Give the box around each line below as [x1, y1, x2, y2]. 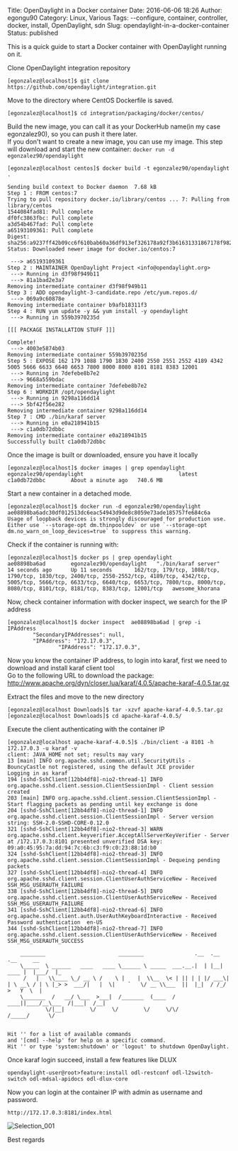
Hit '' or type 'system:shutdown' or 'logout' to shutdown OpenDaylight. [7, 1043, 230, 1050]
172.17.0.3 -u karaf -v [7, 745, 78, 752]
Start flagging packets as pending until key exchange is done [7, 801, 198, 808]
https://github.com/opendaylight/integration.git [7, 84, 157, 91]
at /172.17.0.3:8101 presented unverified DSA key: [7, 838, 163, 845]
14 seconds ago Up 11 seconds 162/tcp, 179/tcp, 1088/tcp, [7, 567, 220, 574]
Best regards [7, 1135, 45, 1144]
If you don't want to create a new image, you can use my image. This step [7, 138, 223, 146]
